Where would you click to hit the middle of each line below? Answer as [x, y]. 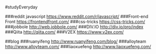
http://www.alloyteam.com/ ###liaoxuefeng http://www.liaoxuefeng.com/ [78, 46]
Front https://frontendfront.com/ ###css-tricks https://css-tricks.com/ [75, 22]
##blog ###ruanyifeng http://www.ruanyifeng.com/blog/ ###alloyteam [76, 41]
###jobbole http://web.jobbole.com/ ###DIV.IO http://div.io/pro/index [74, 27]
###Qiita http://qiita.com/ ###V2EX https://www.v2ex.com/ [64, 32]
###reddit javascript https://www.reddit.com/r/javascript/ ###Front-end [77, 16]
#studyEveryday [21, 7]
